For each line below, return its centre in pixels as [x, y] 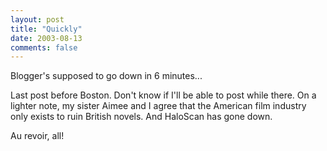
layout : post [37, 19]
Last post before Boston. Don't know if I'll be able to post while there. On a [163, 95]
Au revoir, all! [37, 136]
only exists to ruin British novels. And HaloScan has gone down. [141, 117]
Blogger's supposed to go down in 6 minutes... [106, 76]
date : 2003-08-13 [46, 38]
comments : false [44, 47]
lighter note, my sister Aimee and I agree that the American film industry [158, 106]
